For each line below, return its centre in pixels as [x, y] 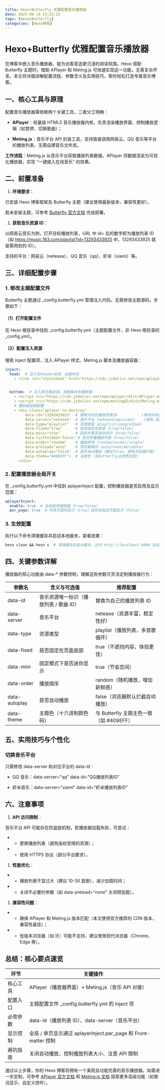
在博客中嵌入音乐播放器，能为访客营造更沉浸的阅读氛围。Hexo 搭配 [73, 64]
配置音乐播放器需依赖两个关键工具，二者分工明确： [57, 112]
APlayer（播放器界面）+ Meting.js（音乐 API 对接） [88, 987]
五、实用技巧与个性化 [37, 740]
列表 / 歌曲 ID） [62, 604]
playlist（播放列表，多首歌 [126, 630]
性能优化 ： [23, 865]
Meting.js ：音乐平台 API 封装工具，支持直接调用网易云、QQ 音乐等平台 [84, 139]
